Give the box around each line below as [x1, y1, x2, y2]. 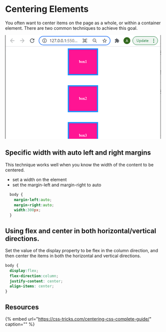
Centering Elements [5, 3, 89, 15]
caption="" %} [5, 321, 35, 327]
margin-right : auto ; [14, 202, 55, 208]
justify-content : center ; [9, 278, 63, 283]
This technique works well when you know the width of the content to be [5, 162, 154, 167]
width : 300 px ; [14, 208, 41, 213]
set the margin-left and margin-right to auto [12, 182, 102, 188]
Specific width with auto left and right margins [5, 149, 151, 157]
